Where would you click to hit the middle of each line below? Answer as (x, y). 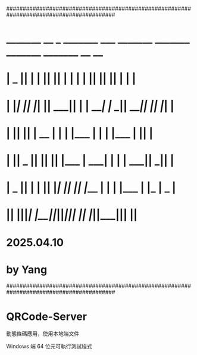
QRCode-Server (47, 317)
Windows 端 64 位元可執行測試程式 (49, 346)
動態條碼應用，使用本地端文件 (43, 334)
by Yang (27, 270)
